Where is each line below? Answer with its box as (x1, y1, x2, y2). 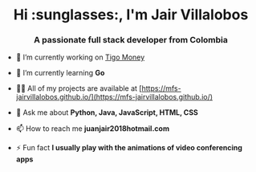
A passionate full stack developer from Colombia (33, 35, 229, 46)
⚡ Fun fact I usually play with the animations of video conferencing (15, 143, 243, 153)
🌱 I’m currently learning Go (15, 68, 105, 78)
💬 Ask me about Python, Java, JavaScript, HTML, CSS (15, 108, 199, 117)
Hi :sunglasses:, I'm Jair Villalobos (13, 6, 249, 24)
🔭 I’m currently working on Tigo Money (15, 52, 145, 62)
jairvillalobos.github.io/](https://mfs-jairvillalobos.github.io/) (15, 92, 213, 102)
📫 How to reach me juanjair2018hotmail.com (15, 124, 170, 133)
